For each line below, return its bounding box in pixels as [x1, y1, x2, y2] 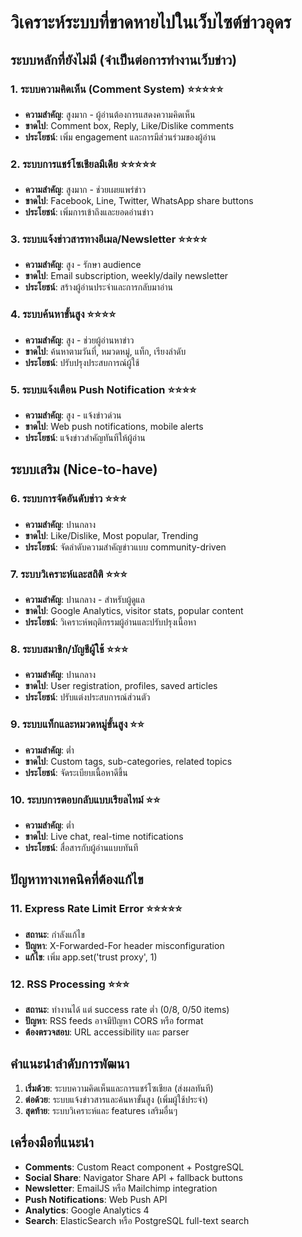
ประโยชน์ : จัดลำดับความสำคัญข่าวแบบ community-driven [24, 541, 227, 553]
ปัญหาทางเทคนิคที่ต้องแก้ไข [10, 871, 144, 888]
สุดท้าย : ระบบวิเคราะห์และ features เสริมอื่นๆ [24, 1104, 178, 1116]
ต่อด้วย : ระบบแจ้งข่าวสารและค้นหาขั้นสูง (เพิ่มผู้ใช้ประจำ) [24, 1093, 209, 1105]
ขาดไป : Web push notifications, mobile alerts [24, 421, 204, 433]
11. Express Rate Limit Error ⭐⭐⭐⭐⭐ [10, 902, 183, 916]
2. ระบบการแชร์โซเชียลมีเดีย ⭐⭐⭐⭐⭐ [10, 157, 157, 171]
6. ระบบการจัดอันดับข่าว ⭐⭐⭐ [10, 492, 127, 506]
